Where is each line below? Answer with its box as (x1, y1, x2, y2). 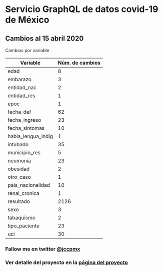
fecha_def (7, 109, 31, 115)
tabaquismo (7, 214, 36, 221)
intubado (7, 141, 29, 148)
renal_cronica (7, 190, 39, 196)
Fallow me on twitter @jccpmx (5, 245, 80, 252)
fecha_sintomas (7, 125, 45, 131)
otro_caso (7, 174, 31, 180)
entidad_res (7, 92, 35, 99)
